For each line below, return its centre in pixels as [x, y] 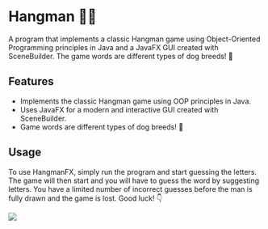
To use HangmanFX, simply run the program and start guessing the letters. [132, 172]
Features [31, 81]
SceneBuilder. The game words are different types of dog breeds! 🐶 [121, 56]
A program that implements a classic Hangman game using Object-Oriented [134, 39]
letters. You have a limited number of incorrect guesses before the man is [130, 189]
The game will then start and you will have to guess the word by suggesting [134, 180]
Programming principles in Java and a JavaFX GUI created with [114, 47]
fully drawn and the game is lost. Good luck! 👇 [86, 198]
